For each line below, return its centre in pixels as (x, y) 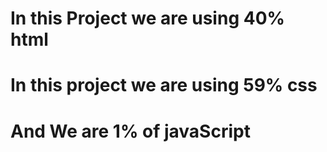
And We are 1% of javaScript (130, 131)
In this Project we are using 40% (147, 18)
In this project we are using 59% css (164, 85)
